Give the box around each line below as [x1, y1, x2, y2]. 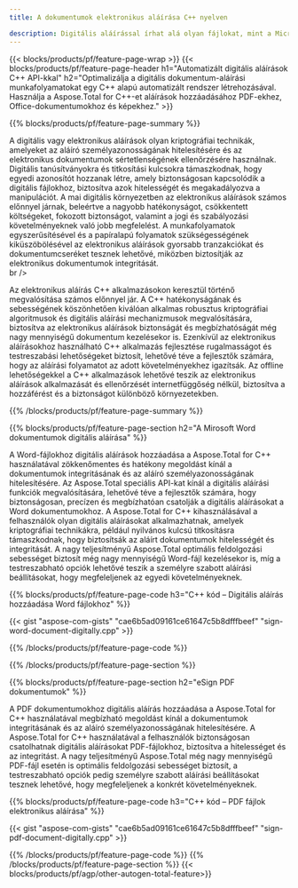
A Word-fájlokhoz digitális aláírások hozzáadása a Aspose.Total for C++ [9, 449, 272, 460]
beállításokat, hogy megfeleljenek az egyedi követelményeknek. [9, 572, 243, 583]
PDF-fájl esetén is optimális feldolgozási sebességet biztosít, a [9, 760, 238, 771]
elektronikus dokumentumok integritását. [9, 258, 160, 268]
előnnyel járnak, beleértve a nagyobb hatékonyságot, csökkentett [9, 201, 248, 211]
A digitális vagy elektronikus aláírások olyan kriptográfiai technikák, [9, 135, 255, 146]
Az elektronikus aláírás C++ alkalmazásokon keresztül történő [9, 284, 235, 295]
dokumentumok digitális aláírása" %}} [9, 432, 148, 442]
